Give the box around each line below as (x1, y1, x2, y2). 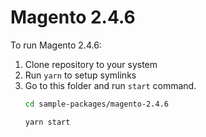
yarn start (24, 117, 71, 127)
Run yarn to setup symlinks (24, 69, 137, 81)
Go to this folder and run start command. (24, 79, 197, 91)
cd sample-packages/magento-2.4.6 (24, 99, 169, 109)
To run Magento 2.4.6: (10, 39, 102, 51)
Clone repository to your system (24, 58, 158, 70)
